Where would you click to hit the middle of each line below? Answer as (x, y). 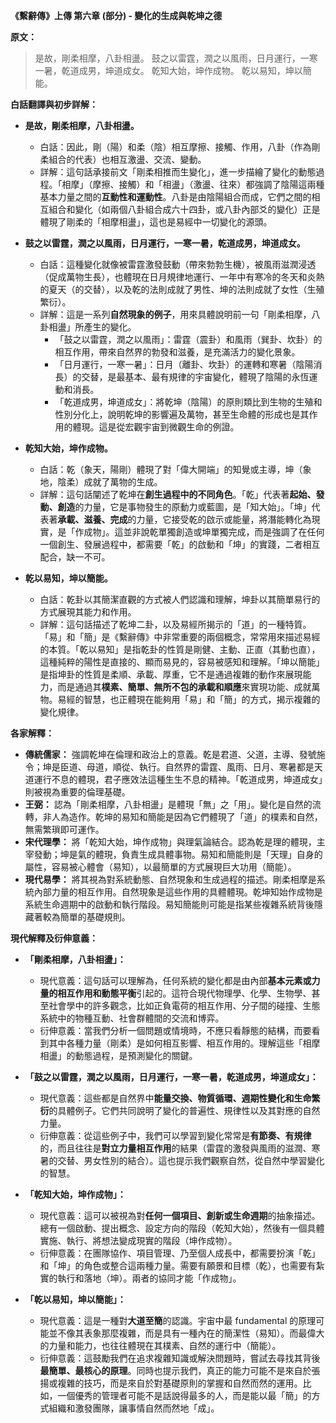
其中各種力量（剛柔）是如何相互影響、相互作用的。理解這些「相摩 (184, 1043)
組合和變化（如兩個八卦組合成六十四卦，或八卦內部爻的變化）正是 (184, 209)
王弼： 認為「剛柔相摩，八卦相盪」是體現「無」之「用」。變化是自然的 (168, 804)
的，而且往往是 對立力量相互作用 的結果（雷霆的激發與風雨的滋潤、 (175, 1148)
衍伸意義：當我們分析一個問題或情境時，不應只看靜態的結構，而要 (175, 1030)
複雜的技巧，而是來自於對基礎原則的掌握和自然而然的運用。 (180, 1383)
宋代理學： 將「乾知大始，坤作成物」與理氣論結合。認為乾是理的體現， (170, 842)
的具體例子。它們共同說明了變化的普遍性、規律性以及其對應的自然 (184, 1110)
